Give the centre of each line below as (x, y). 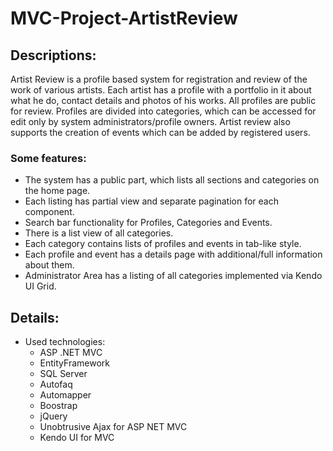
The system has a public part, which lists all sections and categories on (172, 180)
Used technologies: (65, 342)
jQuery (53, 416)
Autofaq (56, 384)
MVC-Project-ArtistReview (124, 18)
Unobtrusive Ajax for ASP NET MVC (113, 427)
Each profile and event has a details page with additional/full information (173, 254)
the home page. (57, 191)
